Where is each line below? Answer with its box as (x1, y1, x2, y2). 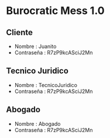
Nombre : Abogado (14, 120, 61, 127)
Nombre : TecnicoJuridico (14, 81, 78, 88)
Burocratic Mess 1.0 (6, 4, 105, 18)
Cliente (6, 27, 33, 37)
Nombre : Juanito (14, 43, 57, 50)
